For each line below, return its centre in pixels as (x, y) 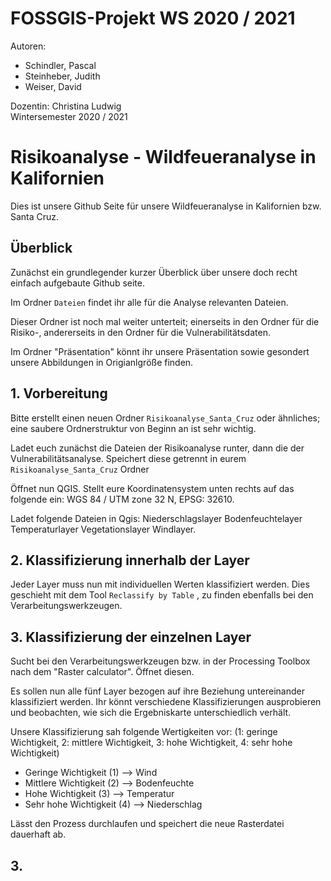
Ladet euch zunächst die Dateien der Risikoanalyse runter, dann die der (157, 448)
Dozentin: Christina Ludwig (66, 106)
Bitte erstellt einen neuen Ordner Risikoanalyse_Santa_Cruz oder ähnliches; (165, 418)
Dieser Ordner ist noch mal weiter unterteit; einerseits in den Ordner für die (165, 321)
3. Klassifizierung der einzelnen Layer (131, 637)
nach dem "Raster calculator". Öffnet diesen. (102, 672)
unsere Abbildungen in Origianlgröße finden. (102, 362)
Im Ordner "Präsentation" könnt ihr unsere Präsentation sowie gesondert (160, 351)
